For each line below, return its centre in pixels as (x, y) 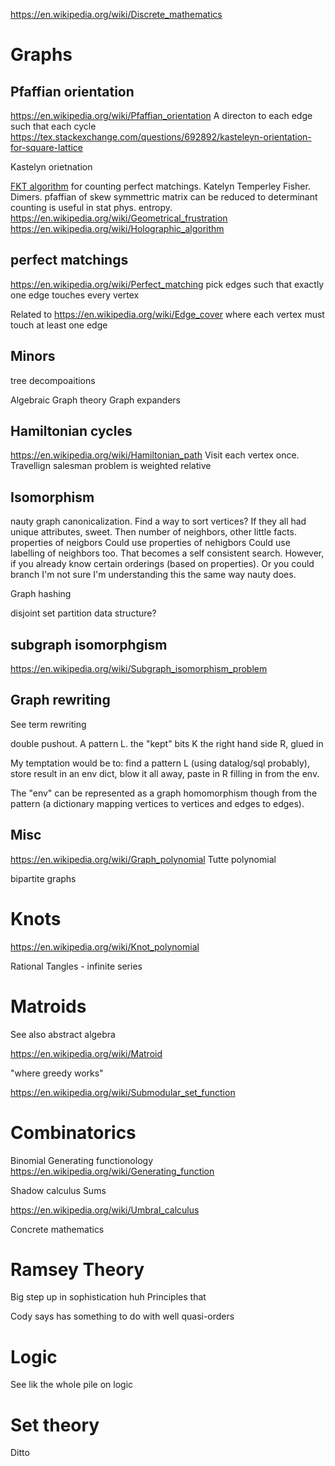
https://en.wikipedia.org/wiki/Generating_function (112, 1171)
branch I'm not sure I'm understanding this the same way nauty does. (153, 575)
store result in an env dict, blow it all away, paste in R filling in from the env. (165, 773)
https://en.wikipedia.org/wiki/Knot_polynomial (105, 946)
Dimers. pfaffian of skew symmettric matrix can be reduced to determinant (164, 197)
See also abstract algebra (63, 1034)
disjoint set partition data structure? (83, 613)
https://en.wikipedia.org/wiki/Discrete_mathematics (116, 14)
